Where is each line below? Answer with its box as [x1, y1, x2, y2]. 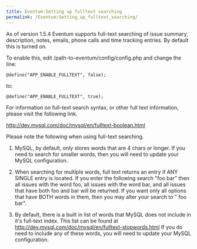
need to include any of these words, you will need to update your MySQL [14, 230, 192, 237]
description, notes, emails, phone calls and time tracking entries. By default [6, 36, 189, 44]
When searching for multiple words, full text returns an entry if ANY [14, 168, 178, 175]
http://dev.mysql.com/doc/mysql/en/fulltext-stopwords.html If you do [14, 223, 183, 230]
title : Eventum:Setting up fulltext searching [6, 8, 122, 15]
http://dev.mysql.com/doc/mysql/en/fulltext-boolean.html [6, 121, 145, 128]
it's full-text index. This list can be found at [14, 217, 119, 224]
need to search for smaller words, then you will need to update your [14, 151, 179, 158]
